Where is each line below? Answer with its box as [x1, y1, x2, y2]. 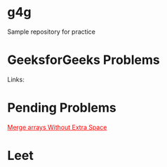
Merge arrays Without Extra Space [7, 123, 107, 131]
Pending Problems [7, 100, 117, 116]
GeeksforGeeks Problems [7, 52, 160, 68]
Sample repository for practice [7, 27, 96, 36]
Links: [7, 75, 25, 83]
